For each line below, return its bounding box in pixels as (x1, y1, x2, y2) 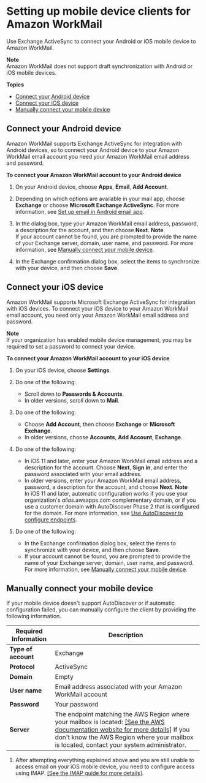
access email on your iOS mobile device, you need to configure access (15, 763, 195, 770)
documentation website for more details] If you (55, 725, 190, 734)
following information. (6, 613, 61, 620)
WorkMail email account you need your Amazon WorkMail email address (6, 153, 189, 160)
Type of (9, 645, 32, 654)
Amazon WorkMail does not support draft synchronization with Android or (6, 62, 193, 70)
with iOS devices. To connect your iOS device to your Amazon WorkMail (6, 304, 189, 312)
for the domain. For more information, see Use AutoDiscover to (24, 509, 183, 516)
